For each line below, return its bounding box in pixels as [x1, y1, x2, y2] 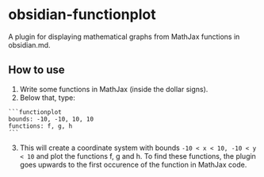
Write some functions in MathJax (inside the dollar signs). [19, 84, 209, 94]
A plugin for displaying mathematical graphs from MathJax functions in [8, 32, 240, 41]
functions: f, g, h [8, 121, 73, 130]
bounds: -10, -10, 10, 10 [8, 115, 94, 123]
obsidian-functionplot [8, 6, 156, 24]
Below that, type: [19, 93, 75, 102]
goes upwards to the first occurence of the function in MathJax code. [19, 160, 247, 169]
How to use [8, 63, 65, 77]
